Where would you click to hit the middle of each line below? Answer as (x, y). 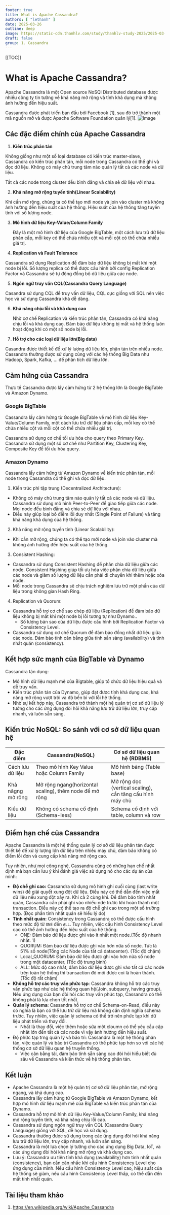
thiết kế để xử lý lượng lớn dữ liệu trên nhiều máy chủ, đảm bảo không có (81, 850)
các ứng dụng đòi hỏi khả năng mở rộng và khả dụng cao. (73, 1152)
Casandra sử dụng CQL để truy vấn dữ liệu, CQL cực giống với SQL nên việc (85, 293)
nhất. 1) (28, 940)
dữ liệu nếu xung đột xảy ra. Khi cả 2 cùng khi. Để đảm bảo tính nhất (84, 897)
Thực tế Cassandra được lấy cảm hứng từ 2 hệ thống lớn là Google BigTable (84, 388)
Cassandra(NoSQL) (71, 755)
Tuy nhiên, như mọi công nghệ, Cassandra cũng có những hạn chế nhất (80, 866)
